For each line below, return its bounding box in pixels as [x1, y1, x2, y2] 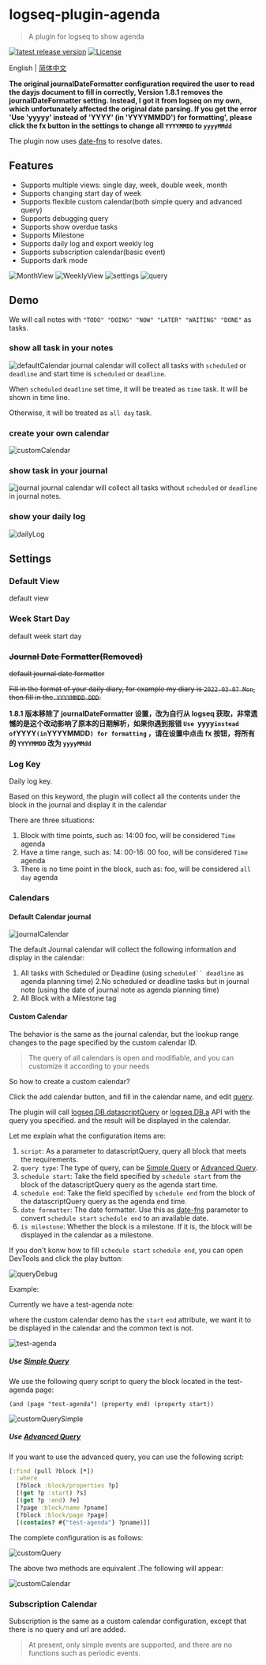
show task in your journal [9, 466, 108, 477]
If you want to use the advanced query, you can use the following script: [9, 1452, 244, 1461]
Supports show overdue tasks [20, 222, 118, 231]
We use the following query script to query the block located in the [9, 1376, 226, 1386]
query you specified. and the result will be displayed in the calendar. [9, 1115, 231, 1125]
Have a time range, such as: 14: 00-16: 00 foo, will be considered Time [20, 847, 248, 857]
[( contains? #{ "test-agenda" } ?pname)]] [16, 1518, 151, 1526]
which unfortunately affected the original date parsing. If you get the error [9, 104, 257, 114]
